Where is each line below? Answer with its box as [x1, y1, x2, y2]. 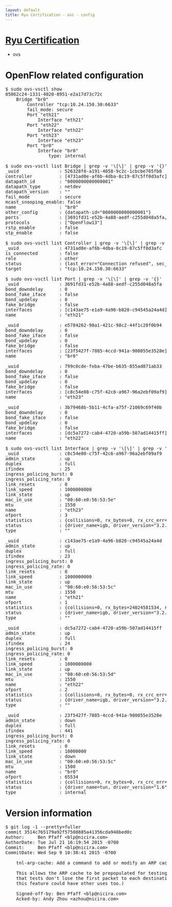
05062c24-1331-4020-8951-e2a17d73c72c [5, 91, 103, 98]
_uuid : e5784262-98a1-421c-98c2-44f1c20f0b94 [5, 322, 162, 329]
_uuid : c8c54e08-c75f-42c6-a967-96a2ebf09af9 [5, 451, 162, 457]
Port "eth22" [27, 122, 60, 128]
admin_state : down [5, 718, 76, 724]
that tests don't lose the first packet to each [16, 876, 141, 881]
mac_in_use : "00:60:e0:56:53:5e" [5, 497, 116, 503]
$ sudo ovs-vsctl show [5, 86, 62, 92]
